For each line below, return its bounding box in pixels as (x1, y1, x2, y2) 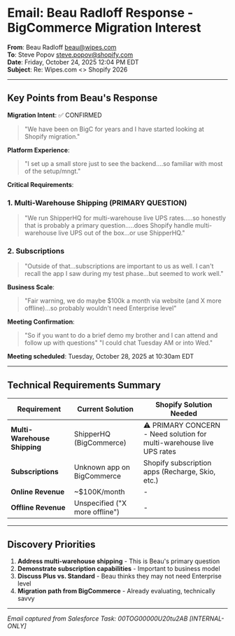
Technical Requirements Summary (7, 379, 161, 391)
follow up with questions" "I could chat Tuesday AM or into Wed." (24, 338, 213, 347)
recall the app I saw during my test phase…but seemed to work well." (24, 270, 224, 278)
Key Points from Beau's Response (7, 92, 158, 104)
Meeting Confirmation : (7, 317, 75, 326)
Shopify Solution (155, 400, 213, 410)
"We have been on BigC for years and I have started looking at (24, 125, 204, 133)
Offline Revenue (10, 503, 66, 513)
